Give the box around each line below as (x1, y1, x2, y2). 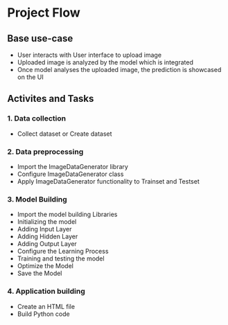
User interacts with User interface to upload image (17, 51, 161, 59)
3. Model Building (7, 194, 67, 204)
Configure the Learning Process (17, 247, 109, 256)
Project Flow (7, 5, 81, 21)
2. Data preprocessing (7, 147, 84, 157)
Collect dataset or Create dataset (17, 130, 112, 138)
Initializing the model (17, 218, 77, 226)
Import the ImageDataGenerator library (17, 162, 128, 170)
